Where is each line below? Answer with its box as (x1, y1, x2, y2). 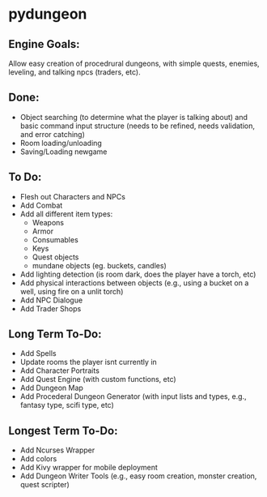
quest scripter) (19, 480, 70, 490)
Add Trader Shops (19, 303, 82, 313)
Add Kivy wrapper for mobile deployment (19, 463, 158, 473)
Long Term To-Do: (8, 328, 102, 341)
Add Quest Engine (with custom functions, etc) (19, 375, 176, 384)
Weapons (32, 217, 65, 227)
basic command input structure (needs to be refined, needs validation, (19, 121, 256, 131)
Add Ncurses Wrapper (19, 445, 95, 455)
